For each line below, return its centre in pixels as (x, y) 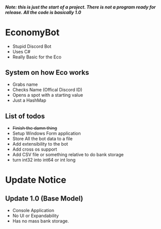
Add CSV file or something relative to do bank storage (68, 155)
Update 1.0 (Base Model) (44, 198)
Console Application (33, 211)
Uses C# (21, 51)
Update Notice (36, 180)
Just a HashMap (29, 100)
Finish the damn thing (35, 128)
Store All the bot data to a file (42, 139)
